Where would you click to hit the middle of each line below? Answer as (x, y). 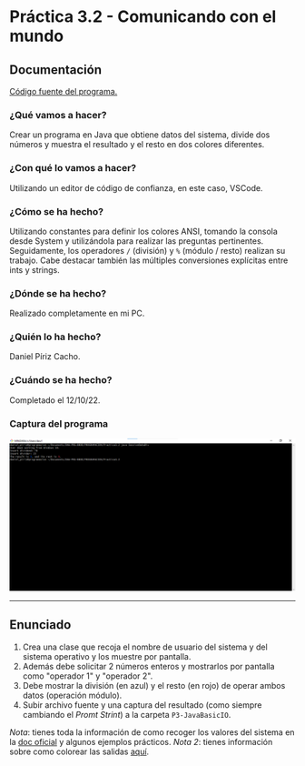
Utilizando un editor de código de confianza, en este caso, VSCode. (136, 187)
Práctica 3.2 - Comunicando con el (143, 17)
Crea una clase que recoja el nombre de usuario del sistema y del (145, 647)
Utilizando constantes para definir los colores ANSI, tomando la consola (144, 231)
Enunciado (40, 625)
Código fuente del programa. (64, 91)
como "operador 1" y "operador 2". (88, 676)
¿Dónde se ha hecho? (58, 293)
